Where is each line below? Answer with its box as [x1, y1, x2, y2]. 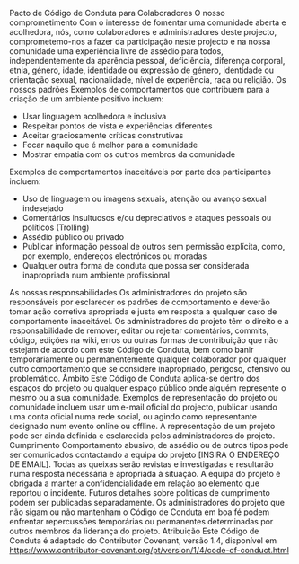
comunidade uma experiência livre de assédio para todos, [9, 46, 224, 57]
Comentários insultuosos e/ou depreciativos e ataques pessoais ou [22, 213, 272, 223]
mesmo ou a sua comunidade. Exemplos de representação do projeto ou [9, 392, 278, 402]
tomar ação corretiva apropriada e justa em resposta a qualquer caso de [9, 306, 277, 317]
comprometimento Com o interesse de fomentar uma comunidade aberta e [9, 17, 287, 28]
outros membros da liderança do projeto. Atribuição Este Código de [9, 525, 259, 536]
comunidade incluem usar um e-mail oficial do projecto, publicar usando [9, 401, 278, 412]
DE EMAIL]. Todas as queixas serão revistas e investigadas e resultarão [9, 459, 274, 470]
